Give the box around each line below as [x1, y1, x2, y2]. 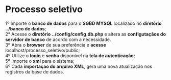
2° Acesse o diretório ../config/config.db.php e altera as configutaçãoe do [5, 31, 166, 37]
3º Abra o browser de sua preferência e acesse [5, 42, 106, 48]
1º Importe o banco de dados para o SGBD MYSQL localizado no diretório [5, 20, 162, 26]
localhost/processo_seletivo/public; [5, 47, 80, 53]
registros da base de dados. [5, 68, 64, 74]
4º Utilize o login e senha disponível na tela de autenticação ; [5, 52, 135, 59]
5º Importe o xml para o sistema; [5, 58, 75, 64]
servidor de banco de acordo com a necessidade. [5, 36, 111, 43]
